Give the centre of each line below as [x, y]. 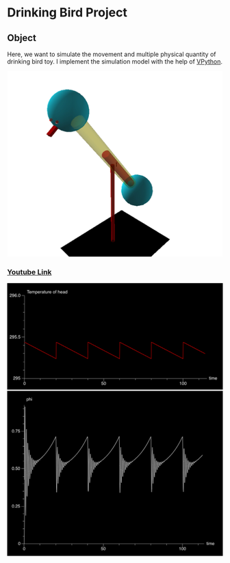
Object [22, 38]
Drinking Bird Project [67, 13]
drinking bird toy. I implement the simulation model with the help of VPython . [115, 62]
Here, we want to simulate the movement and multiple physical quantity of [112, 54]
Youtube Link [29, 272]
